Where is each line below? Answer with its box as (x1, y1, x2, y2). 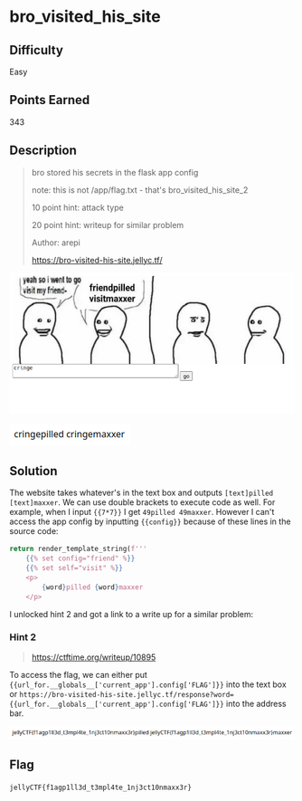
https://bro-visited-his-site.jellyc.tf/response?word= (19, 690, 235, 699)
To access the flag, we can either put (9, 669, 147, 680)
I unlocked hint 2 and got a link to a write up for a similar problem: (9, 608, 254, 619)
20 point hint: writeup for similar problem (31, 219, 184, 230)
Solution (9, 463, 58, 479)
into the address (225, 698, 287, 709)
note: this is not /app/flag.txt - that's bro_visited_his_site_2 (31, 184, 249, 195)
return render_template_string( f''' (9, 545, 147, 554)
